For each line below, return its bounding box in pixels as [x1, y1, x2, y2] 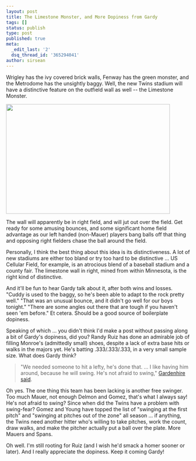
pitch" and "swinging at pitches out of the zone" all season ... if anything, [6, 412, 182, 419]
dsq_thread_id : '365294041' [11, 52, 80, 58]
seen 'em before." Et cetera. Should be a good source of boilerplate [6, 309, 169, 316]
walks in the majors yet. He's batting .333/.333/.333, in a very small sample [6, 346, 187, 353]
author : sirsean [6, 57, 45, 63]
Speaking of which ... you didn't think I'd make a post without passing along [6, 327, 188, 334]
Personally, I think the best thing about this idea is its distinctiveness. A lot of [6, 248, 190, 255]
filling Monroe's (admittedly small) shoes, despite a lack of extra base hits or [6, 339, 190, 346]
